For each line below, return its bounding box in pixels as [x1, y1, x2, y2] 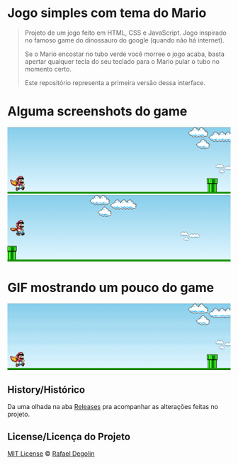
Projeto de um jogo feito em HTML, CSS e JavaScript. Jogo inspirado [24, 28, 227, 37]
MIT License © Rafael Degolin [7, 449, 95, 458]
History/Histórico [7, 384, 86, 396]
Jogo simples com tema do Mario [7, 5, 207, 21]
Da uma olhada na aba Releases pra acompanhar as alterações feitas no [7, 403, 218, 411]
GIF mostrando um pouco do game [7, 279, 215, 296]
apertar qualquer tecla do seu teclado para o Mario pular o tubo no [24, 57, 220, 65]
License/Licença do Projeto [7, 430, 131, 442]
